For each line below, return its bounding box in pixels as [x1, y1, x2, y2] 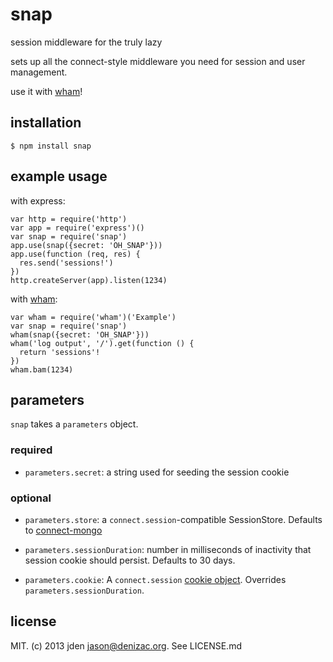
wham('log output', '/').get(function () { [10, 338, 195, 348]
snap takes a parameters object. [10, 418, 139, 430]
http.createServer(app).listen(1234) [10, 275, 168, 285]
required [10, 443, 53, 457]
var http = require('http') [10, 214, 128, 224]
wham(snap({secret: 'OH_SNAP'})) [10, 329, 150, 340]
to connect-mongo [24, 524, 103, 536]
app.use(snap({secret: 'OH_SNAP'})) [10, 240, 163, 250]
